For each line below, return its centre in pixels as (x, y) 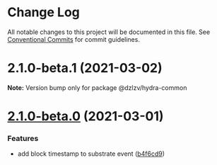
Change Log (43, 12)
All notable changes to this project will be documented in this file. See (109, 32)
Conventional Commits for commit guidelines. (74, 39)
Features (23, 138)
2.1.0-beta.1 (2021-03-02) (85, 68)
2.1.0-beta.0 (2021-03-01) (86, 116)
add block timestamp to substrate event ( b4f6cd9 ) (91, 154)
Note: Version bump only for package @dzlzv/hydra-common (97, 87)
